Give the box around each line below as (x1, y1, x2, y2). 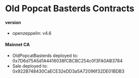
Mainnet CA (5, 41, 30, 47)
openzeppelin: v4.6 (12, 30, 52, 36)
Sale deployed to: (12, 63, 48, 69)
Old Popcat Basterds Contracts (5, 3, 135, 14)
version (5, 19, 21, 25)
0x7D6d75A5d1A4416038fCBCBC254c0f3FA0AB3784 (12, 57, 123, 64)
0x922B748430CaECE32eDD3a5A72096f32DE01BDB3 (12, 68, 125, 74)
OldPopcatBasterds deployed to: (12, 52, 78, 58)
